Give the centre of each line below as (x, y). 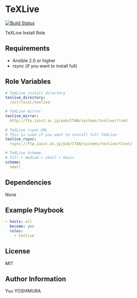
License (18, 251)
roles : (16, 231)
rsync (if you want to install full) (45, 65)
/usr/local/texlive (30, 102)
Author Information (36, 279)
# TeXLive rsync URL (27, 130)
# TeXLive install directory (35, 93)
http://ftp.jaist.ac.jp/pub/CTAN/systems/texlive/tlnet (69, 120)
